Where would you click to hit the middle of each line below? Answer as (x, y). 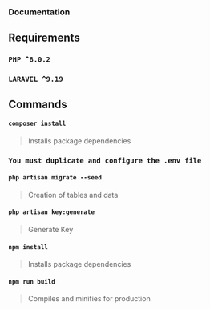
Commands (38, 104)
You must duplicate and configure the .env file (105, 160)
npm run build (32, 282)
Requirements (44, 38)
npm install (28, 247)
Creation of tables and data (73, 195)
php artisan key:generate (51, 212)
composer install (37, 124)
